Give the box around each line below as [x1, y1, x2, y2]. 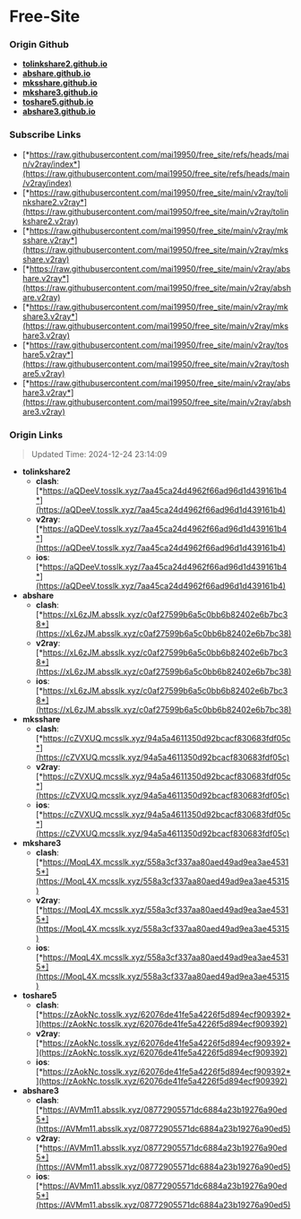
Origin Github [9, 39, 70, 51]
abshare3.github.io [21, 106, 96, 117]
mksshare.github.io [21, 78, 98, 89]
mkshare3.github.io [21, 87, 99, 98]
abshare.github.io [21, 68, 91, 79]
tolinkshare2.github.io [21, 58, 107, 69]
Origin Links [9, 428, 64, 441]
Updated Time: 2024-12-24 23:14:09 [30, 449, 168, 460]
